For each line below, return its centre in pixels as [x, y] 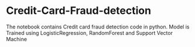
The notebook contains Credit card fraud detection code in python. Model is [98, 27]
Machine [17, 39]
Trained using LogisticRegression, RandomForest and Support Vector [89, 32]
